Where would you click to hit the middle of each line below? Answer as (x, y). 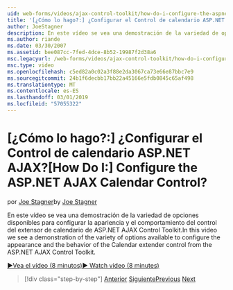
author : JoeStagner (35, 26)
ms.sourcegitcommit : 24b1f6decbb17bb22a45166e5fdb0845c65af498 (101, 78)
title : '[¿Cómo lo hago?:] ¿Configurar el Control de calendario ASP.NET (116, 20)
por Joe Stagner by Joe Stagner (52, 201)
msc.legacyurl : (29, 59)
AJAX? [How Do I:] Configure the (102, 168)
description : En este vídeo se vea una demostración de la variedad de (113, 33)
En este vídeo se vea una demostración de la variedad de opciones (103, 215)
